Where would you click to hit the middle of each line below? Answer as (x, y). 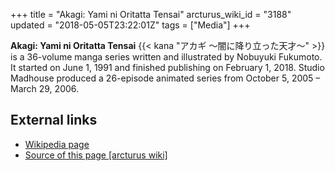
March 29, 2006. (45, 88)
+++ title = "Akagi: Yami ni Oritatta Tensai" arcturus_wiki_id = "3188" (151, 14)
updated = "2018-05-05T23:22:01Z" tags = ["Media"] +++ (130, 25)
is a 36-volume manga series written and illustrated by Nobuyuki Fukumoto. (166, 57)
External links (54, 120)
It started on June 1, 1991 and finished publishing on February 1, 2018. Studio (167, 67)
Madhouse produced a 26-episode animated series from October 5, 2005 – (165, 78)
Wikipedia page (57, 144)
